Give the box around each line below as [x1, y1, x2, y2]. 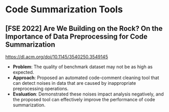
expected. [12, 69, 34, 75]
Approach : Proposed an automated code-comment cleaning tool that [12, 74, 160, 81]
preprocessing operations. [12, 86, 69, 91]
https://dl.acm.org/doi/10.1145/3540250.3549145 [5, 54, 109, 60]
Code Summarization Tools [5, 4, 123, 15]
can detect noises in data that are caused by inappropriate [12, 80, 136, 86]
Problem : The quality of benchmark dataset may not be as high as [12, 64, 153, 70]
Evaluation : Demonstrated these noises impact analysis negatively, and [12, 91, 164, 97]
